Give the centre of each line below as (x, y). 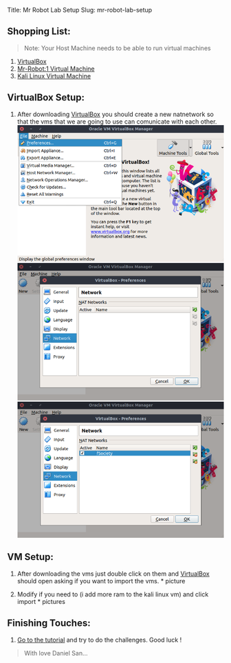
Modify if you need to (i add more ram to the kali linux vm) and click (113, 594)
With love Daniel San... (56, 653)
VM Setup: (30, 557)
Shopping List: (39, 31)
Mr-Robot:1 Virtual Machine (56, 69)
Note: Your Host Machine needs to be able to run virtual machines (117, 48)
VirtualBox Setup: (46, 98)
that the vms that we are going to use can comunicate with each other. (117, 121)
